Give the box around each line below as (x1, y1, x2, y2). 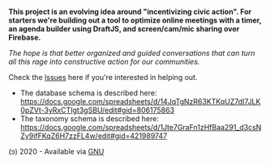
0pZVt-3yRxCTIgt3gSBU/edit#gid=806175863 (19, 105, 175, 115)
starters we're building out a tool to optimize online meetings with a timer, (8, 15, 262, 25)
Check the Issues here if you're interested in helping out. (8, 73, 198, 82)
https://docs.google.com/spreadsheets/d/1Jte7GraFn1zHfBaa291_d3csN (19, 123, 262, 132)
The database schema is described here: (19, 88, 157, 98)
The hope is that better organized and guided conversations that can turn (8, 48, 255, 57)
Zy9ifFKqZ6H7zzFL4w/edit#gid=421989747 (19, 131, 168, 141)
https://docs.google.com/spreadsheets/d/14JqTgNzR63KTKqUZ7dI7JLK (19, 97, 261, 106)
